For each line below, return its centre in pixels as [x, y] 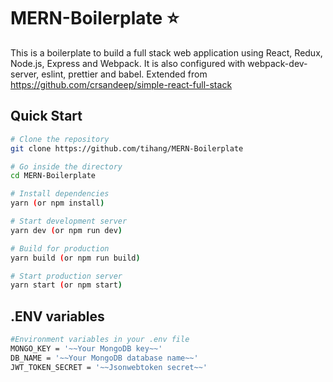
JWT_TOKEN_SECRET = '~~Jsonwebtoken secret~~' [109, 367]
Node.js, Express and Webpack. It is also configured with [128, 63]
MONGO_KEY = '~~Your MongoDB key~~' [86, 348]
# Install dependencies [60, 194]
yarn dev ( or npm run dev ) [66, 230]
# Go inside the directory [66, 166]
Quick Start [46, 116]
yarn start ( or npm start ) [66, 285]
